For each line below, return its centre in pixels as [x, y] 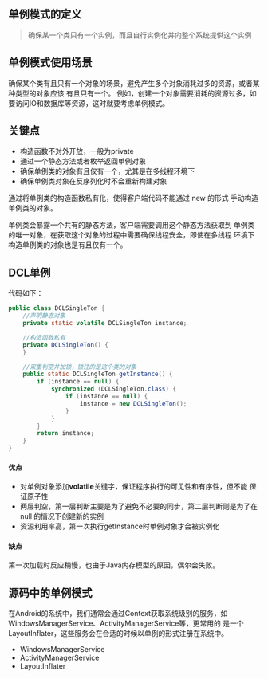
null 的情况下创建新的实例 [62, 516]
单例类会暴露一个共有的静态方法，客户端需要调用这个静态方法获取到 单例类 [132, 225]
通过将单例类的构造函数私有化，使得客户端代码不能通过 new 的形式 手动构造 [134, 198]
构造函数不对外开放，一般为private [77, 151]
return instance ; [65, 434]
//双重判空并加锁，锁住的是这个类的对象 [80, 367]
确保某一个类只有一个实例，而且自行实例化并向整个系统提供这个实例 [140, 35]
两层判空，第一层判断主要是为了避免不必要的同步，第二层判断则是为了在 [138, 506]
